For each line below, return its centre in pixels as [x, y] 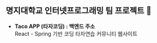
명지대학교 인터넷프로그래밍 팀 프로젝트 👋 [79, 11]
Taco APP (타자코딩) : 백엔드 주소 [55, 26]
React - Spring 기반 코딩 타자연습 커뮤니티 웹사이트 [76, 33]
